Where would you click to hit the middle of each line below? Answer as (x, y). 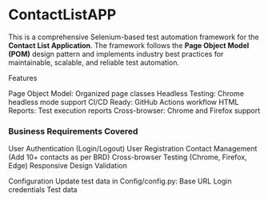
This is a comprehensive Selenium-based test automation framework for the (134, 37)
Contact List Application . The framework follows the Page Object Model (129, 45)
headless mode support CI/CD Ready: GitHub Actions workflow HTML (124, 102)
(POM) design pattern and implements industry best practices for (116, 54)
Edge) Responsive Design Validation (68, 166)
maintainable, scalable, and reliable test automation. (94, 62)
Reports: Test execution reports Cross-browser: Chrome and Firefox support (134, 111)
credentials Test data (43, 190)
